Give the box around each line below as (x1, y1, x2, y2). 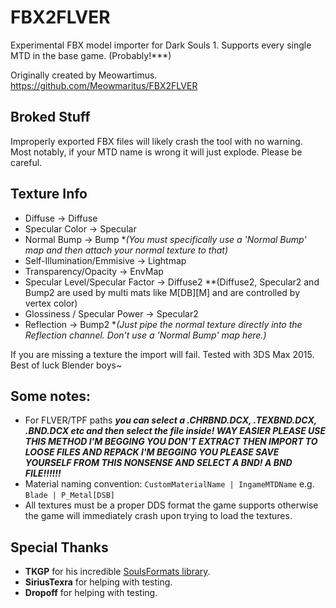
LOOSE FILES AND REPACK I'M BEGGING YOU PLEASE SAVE (24, 446, 280, 458)
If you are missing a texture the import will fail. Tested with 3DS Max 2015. (10, 348, 315, 360)
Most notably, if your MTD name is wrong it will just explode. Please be (10, 146, 303, 158)
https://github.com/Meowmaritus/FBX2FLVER (10, 79, 198, 91)
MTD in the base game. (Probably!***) (10, 49, 172, 61)
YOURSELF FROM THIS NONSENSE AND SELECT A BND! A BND (24, 457, 293, 469)
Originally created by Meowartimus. (10, 69, 158, 81)
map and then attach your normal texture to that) (24, 244, 229, 256)
